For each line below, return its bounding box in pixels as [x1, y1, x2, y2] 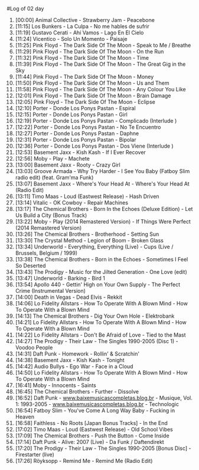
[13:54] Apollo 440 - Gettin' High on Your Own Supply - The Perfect [15, 281, 181, 288]
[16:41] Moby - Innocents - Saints [15, 382, 96, 389]
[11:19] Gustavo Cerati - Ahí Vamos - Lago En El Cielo [15, 29, 144, 36]
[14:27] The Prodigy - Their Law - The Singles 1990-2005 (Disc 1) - [15, 338, 179, 344]
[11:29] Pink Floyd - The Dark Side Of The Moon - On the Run [15, 48, 164, 55]
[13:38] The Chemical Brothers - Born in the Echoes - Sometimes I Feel [15, 256, 188, 263]
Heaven [15, 413, 35, 420]
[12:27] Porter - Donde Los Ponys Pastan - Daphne [15, 130, 139, 137]
